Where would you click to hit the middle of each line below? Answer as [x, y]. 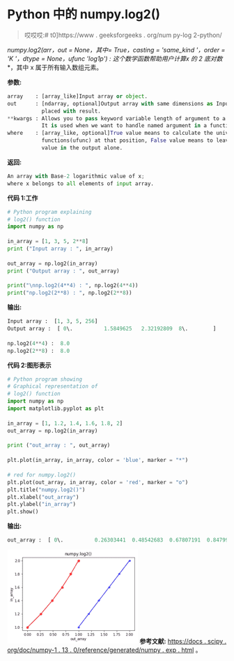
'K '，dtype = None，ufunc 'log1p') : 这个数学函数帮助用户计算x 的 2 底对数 [115, 58]
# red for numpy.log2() [42, 475]
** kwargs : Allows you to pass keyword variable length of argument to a [117, 118]
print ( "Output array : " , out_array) [63, 271]
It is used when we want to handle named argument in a [124, 126]
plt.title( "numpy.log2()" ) [46, 490]
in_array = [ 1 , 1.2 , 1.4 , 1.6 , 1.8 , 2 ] [65, 423]
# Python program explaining [49, 212]
